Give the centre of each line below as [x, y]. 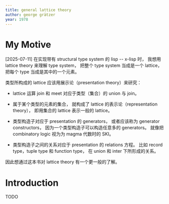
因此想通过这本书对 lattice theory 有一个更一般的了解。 [63, 162]
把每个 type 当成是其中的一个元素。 [42, 72]
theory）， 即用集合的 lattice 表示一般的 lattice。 [62, 111]
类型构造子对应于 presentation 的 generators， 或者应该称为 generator [86, 121]
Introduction [32, 183]
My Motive [28, 44]
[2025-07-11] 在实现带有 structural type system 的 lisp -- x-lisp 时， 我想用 [83, 59]
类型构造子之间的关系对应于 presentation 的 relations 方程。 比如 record [88, 145]
